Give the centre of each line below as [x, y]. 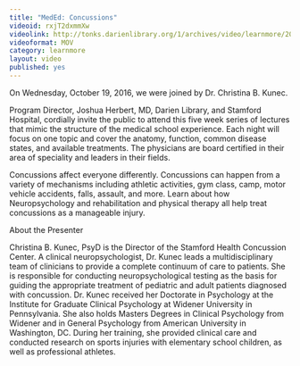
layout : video [36, 59]
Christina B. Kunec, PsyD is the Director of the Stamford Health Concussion [148, 247]
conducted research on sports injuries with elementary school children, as [146, 342]
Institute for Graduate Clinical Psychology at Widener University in [131, 304]
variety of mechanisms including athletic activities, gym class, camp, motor [148, 184]
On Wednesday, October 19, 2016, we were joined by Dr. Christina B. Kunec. [149, 92]
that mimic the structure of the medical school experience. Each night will [144, 129]
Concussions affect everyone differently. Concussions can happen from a [145, 174]
